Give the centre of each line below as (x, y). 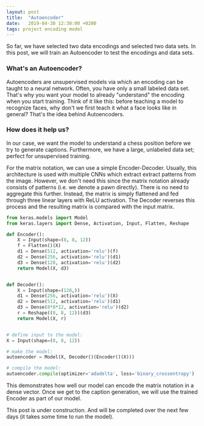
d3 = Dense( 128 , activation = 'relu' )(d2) (69, 262)
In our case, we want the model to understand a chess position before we (99, 143)
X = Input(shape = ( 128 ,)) (49, 290)
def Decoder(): (26, 285)
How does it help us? (38, 130)
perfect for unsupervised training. (49, 156)
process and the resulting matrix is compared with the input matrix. (90, 206)
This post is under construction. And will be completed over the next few (97, 410)
